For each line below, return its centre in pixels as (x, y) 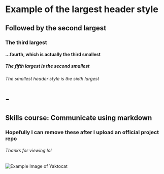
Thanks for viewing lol (28, 151)
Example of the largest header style (82, 9)
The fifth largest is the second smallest (47, 66)
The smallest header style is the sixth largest (52, 79)
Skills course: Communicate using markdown (79, 118)
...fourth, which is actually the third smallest (53, 55)
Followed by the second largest (56, 28)
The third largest (26, 42)
